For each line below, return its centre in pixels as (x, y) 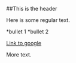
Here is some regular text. (38, 20)
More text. (19, 55)
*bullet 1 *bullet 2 (28, 31)
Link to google (24, 43)
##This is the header (32, 9)
